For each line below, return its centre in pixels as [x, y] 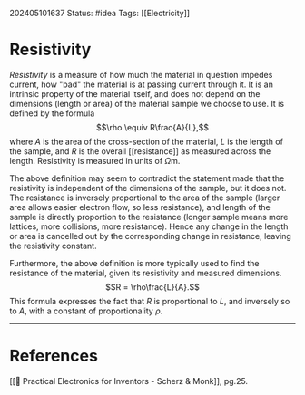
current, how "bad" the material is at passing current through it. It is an [142, 84]
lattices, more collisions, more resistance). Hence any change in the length [149, 226]
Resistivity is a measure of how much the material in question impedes [141, 74]
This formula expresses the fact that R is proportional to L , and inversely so [150, 301]
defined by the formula [52, 113]
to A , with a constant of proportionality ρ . [86, 311]
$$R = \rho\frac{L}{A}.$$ [152, 287]
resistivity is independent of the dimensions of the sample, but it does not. [148, 188]
